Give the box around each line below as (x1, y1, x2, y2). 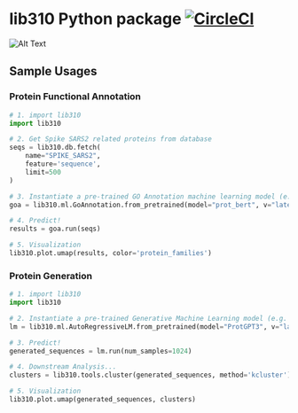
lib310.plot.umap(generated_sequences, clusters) (9, 395, 197, 404)
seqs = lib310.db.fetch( (9, 143, 101, 152)
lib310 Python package (9, 9, 182, 29)
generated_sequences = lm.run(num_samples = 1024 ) (9, 347, 192, 355)
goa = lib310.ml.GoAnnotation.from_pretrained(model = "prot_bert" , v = (9, 200, 272, 209)
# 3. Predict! (9, 338, 62, 347)
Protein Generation (9, 269, 93, 282)
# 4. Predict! (9, 216, 62, 225)
